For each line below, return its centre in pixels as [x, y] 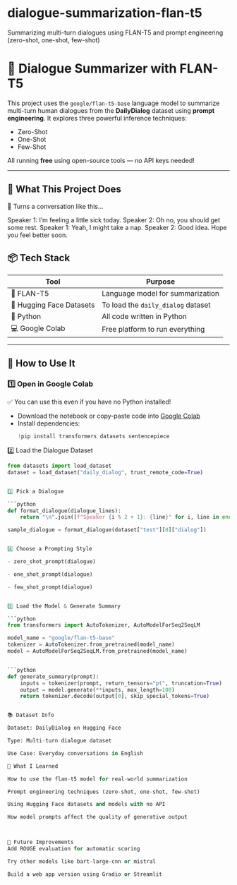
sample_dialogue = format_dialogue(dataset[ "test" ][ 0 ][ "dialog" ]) [107, 530]
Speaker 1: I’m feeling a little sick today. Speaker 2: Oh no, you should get [114, 219]
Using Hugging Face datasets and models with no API [86, 805]
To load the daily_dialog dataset [156, 305]
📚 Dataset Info [31, 715]
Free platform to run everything [153, 329]
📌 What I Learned [33, 766]
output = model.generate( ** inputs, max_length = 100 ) [97, 690]
